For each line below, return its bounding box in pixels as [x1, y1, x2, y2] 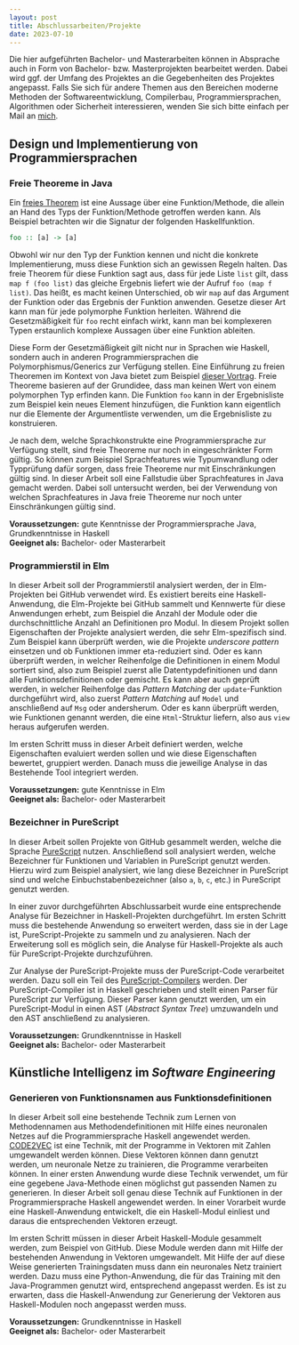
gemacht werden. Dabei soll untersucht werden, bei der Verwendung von [9, 482, 278, 493]
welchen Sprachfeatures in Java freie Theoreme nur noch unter [9, 491, 242, 503]
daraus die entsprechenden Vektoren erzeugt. [9, 1216, 178, 1227]
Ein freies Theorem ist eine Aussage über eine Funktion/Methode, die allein [9, 197, 285, 208]
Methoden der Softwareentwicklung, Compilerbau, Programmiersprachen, [9, 92, 282, 102]
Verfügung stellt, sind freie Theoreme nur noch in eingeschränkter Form [9, 444, 273, 455]
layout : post [9, 12, 58, 22]
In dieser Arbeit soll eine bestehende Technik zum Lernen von [9, 1112, 237, 1123]
